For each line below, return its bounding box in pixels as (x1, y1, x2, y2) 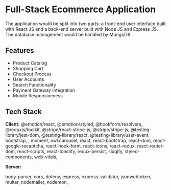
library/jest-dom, (5, 132, 41, 138)
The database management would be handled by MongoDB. (5, 31, 132, 37)
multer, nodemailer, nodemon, (5, 179, 68, 185)
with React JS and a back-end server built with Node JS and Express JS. (5, 26, 158, 32)
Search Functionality (12, 81, 56, 88)
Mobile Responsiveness (12, 92, 63, 98)
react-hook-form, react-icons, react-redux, (45, 142, 136, 149)
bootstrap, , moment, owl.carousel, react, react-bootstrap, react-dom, (5, 137, 152, 143)
